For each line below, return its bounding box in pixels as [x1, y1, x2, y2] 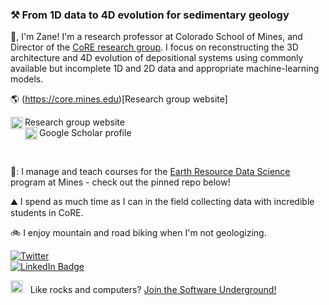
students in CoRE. [10, 207, 84, 219]
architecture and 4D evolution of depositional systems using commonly [10, 52, 304, 64]
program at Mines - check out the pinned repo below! [10, 176, 231, 188]
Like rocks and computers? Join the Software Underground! [29, 284, 277, 296]
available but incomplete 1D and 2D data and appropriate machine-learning [10, 63, 320, 75]
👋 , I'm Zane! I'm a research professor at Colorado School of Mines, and [10, 31, 303, 43]
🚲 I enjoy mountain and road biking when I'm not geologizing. [10, 227, 267, 239]
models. [10, 73, 44, 85]
